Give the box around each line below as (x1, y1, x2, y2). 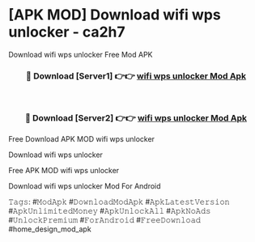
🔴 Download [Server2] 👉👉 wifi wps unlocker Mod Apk (24, 113, 248, 124)
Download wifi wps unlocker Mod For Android (8, 180, 161, 191)
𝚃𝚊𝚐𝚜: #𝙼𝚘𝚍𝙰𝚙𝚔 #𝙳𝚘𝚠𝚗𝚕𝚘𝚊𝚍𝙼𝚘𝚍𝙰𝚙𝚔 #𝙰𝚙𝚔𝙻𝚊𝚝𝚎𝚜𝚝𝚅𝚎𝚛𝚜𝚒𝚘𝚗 (8, 197, 231, 206)
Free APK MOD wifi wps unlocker (8, 165, 120, 175)
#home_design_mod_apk (8, 224, 91, 234)
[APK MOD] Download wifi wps (8, 6, 221, 24)
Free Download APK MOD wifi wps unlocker (8, 134, 155, 143)
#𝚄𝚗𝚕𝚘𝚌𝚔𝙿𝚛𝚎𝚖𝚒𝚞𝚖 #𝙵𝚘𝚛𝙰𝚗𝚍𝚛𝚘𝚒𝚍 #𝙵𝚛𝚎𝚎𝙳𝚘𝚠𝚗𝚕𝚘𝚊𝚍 (8, 214, 201, 224)
